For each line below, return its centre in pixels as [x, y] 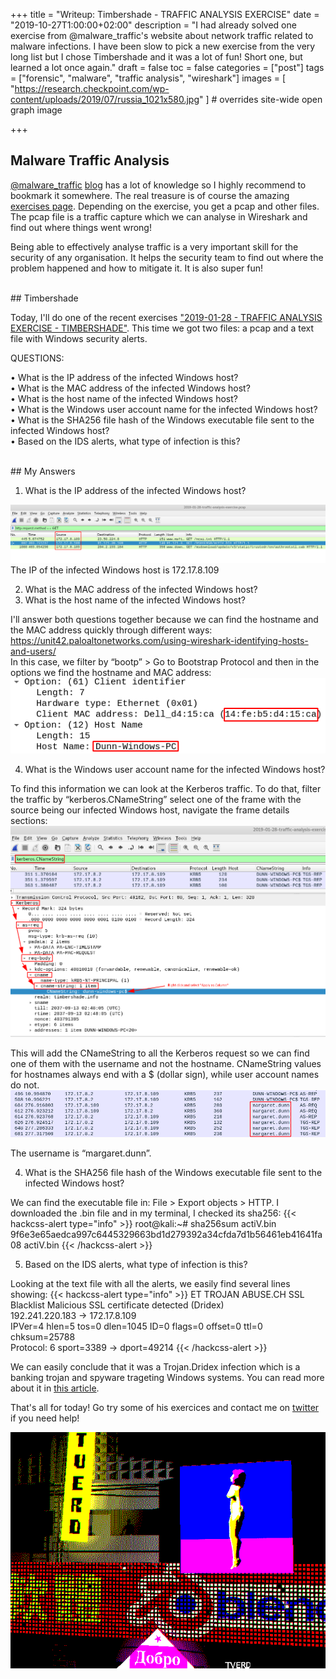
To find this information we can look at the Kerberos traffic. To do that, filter [166, 788]
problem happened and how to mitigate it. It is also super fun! [137, 268]
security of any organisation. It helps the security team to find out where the [167, 257]
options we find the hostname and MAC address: [111, 672]
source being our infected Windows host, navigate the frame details [150, 810]
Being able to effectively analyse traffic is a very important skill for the [154, 246]
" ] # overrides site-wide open [261, 99]
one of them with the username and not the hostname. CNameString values [166, 1063]
